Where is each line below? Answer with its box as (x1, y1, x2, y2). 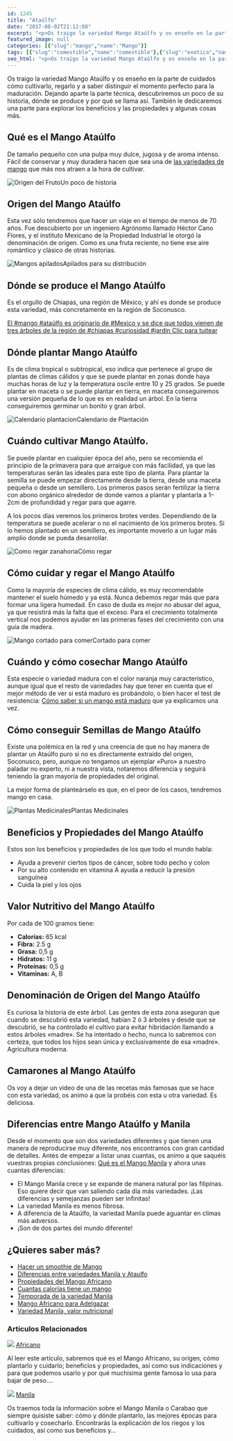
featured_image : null (7, 36, 70, 43)
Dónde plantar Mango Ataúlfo (7, 347, 138, 358)
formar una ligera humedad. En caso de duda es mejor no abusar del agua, (7, 600, 221, 608)
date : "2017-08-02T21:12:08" (7, 23, 92, 30)
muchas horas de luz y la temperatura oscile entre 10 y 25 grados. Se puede (7, 380, 225, 388)
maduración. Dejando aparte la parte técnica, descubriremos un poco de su (7, 89, 224, 97)
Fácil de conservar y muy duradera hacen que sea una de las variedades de (7, 157, 225, 165)
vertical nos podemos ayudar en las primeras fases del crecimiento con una (7, 615, 224, 624)
